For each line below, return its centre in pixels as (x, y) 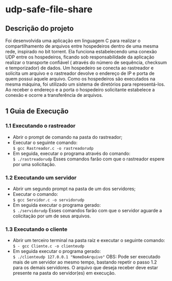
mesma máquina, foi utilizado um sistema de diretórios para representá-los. (85, 84)
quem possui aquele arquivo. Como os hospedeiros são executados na (80, 79)
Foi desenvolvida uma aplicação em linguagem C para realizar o (73, 41)
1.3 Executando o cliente (36, 229)
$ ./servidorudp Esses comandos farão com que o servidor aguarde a (87, 210)
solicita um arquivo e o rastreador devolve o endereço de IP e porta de (80, 73)
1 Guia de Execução (37, 111)
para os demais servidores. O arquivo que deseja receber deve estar (85, 268)
